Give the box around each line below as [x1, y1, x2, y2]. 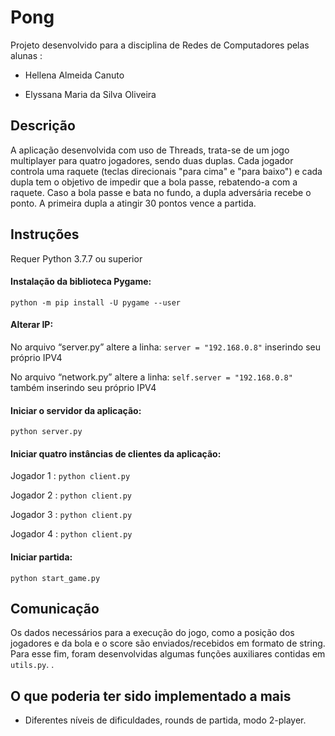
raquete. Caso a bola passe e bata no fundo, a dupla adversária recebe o [10, 186, 312, 198]
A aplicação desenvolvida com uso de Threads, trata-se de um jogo [10, 144, 290, 156]
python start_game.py [10, 573, 101, 583]
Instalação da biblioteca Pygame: [10, 276, 152, 288]
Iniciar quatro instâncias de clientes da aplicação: [10, 447, 222, 460]
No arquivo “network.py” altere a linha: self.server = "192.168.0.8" [10, 371, 293, 383]
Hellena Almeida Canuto [24, 69, 125, 81]
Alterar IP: [10, 319, 54, 331]
